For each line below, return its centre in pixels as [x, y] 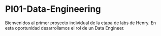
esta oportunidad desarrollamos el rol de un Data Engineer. [65, 28]
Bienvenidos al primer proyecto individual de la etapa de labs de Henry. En [80, 23]
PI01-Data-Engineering [53, 9]
